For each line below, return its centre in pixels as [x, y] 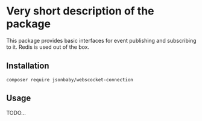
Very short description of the [80, 11]
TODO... [16, 113]
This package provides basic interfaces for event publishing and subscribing [101, 40]
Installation [28, 66]
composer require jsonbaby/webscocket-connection [70, 79]
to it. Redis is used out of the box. [48, 47]
